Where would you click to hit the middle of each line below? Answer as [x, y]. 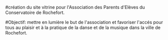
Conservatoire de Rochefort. [35, 12]
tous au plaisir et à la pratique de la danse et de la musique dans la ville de [83, 27]
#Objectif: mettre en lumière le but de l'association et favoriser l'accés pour [84, 22]
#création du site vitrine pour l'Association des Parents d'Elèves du [75, 7]
